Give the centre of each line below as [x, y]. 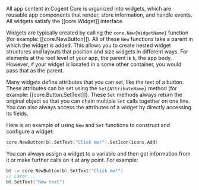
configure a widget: [30, 131]
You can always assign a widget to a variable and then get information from [99, 153]
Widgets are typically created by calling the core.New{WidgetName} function [97, 33]
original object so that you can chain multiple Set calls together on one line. [98, 101]
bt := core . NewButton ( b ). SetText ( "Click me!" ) [65, 171]
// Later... [21, 176]
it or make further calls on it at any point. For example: [72, 160]
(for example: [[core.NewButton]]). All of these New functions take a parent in [99, 39]
